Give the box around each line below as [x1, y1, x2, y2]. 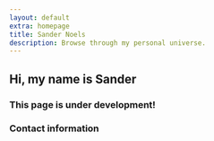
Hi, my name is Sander [9, 71, 137, 86]
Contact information [9, 122, 100, 135]
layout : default [9, 13, 70, 22]
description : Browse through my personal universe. [9, 38, 206, 48]
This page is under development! [9, 98, 157, 110]
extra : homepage [9, 22, 70, 31]
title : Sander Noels [9, 30, 87, 39]
